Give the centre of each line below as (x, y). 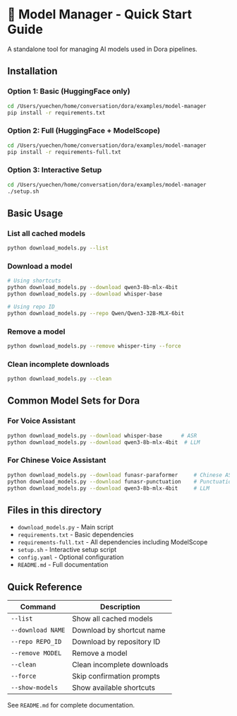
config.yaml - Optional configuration (71, 557)
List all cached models (47, 233)
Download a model (40, 266)
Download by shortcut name (119, 630)
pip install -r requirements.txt (56, 112)
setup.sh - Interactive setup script (67, 550)
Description (120, 607)
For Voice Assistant (42, 421)
